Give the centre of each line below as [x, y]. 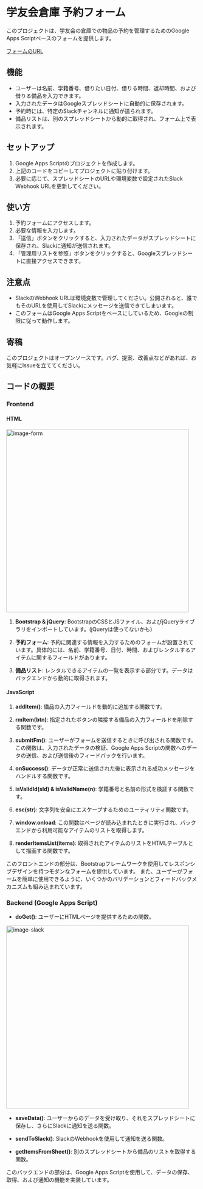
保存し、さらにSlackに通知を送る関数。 [64, 1126]
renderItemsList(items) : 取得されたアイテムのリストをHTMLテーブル [101, 843]
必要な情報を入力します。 [47, 231]
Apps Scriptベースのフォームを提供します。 [60, 38]
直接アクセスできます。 [55, 261]
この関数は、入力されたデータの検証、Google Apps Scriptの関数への [101, 747]
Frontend [20, 404]
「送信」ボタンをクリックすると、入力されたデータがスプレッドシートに [105, 238]
